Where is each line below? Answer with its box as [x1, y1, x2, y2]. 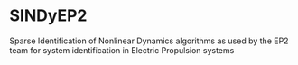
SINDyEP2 [9, 5, 88, 26]
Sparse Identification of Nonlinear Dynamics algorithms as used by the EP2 [9, 35, 289, 46]
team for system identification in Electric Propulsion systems [9, 44, 235, 55]
